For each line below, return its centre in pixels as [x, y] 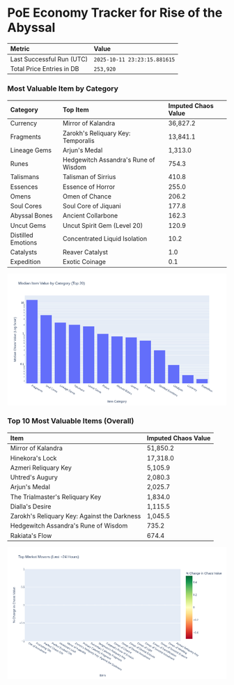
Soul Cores [26, 206]
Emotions [24, 243]
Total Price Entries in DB [45, 68]
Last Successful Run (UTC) [49, 59]
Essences [24, 187]
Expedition [25, 262]
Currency [24, 123]
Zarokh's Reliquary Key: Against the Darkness [76, 516]
